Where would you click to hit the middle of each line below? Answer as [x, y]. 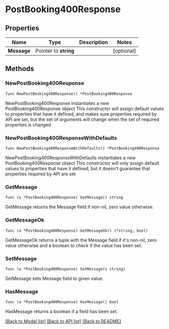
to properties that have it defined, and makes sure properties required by [81, 114]
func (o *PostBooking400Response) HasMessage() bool [62, 302]
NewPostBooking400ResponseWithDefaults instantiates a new [70, 158]
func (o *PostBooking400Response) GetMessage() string [64, 198]
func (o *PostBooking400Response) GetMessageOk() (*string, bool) [77, 231]
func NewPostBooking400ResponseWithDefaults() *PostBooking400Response [82, 148]
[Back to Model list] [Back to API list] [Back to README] [63, 321]
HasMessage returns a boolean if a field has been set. [61, 312]
